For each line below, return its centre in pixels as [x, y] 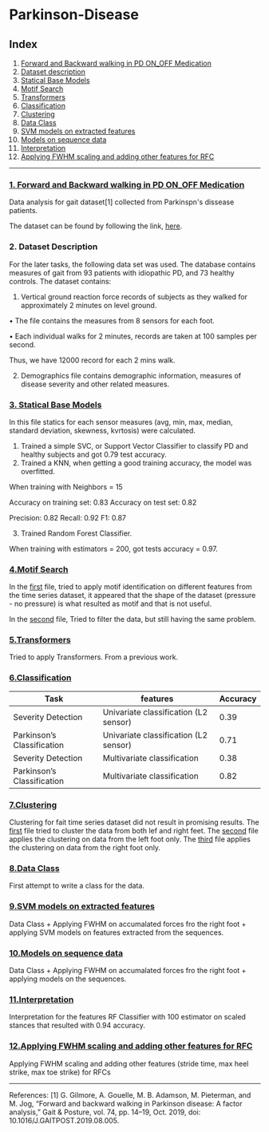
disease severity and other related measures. [95, 384]
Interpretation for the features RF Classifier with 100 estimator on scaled [128, 1017]
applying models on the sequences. [68, 979]
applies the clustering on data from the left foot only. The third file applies [130, 839]
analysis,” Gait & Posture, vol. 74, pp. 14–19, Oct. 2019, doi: [105, 1112]
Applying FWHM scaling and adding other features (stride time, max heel [129, 1063]
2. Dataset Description [53, 247]
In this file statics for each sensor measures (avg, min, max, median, [121, 422]
